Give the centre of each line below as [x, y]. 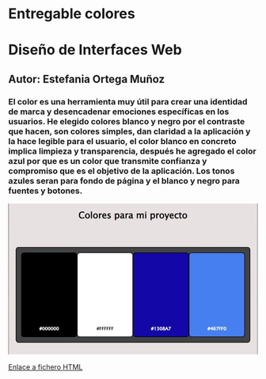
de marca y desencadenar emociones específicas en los [119, 112]
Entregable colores [72, 14]
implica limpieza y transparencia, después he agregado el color [132, 151]
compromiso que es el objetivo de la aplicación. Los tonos [122, 171]
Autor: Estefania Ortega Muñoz [87, 79]
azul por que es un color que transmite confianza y [108, 161]
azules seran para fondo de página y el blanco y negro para [124, 180]
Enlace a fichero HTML [46, 367]
